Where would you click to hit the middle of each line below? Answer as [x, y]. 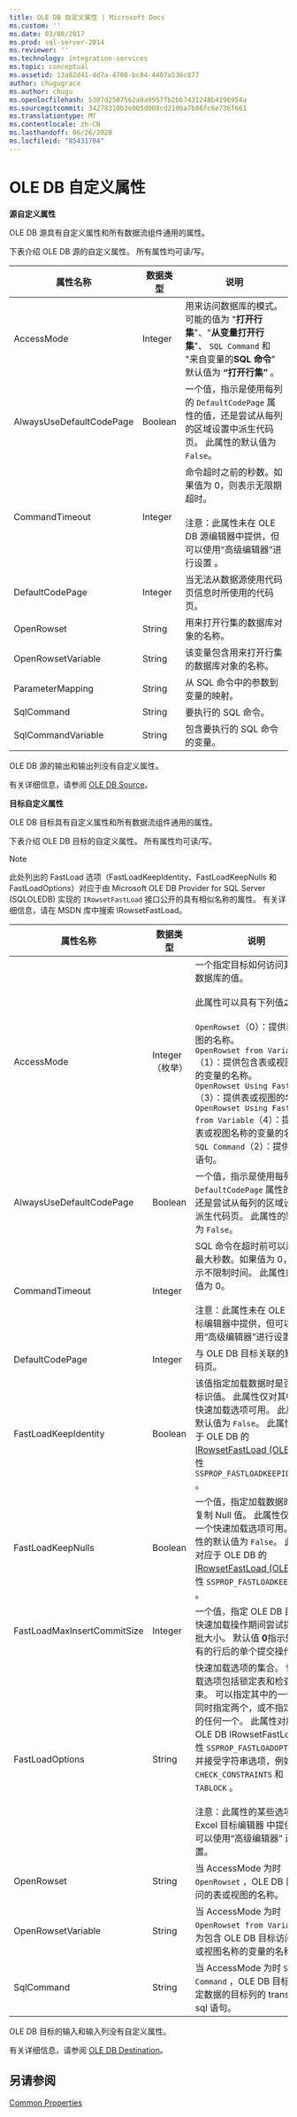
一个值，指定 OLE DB [239, 1611]
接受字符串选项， [240, 1761]
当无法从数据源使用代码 [234, 579]
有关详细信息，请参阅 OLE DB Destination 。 [88, 2050]
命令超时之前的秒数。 [229, 472]
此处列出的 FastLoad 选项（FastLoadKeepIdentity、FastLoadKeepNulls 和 [143, 877]
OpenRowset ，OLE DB [239, 1881]
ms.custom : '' [35, 26]
